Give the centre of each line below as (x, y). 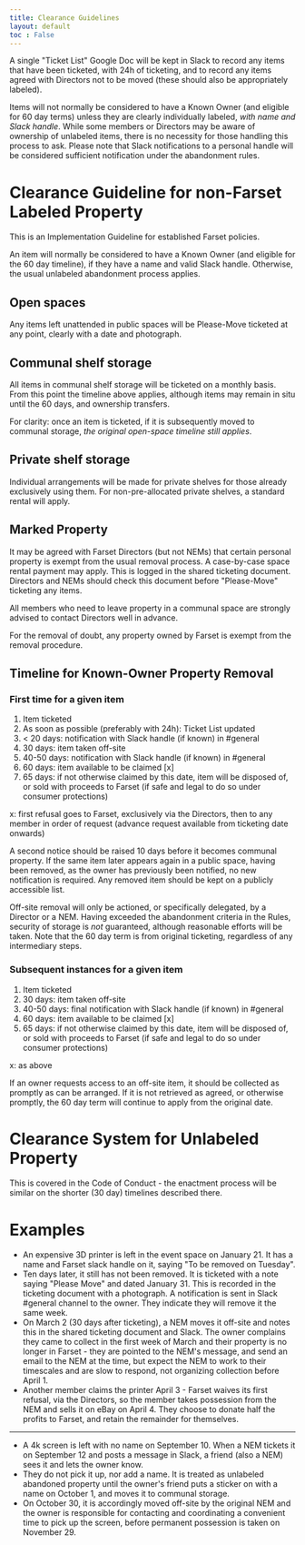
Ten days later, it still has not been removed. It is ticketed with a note (150, 1274)
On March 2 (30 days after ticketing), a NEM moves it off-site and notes (156, 1323)
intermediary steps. (46, 946)
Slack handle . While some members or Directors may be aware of (133, 126)
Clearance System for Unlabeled (134, 1139)
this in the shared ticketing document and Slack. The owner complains (154, 1332)
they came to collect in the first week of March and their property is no (155, 1342)
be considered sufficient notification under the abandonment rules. (135, 156)
